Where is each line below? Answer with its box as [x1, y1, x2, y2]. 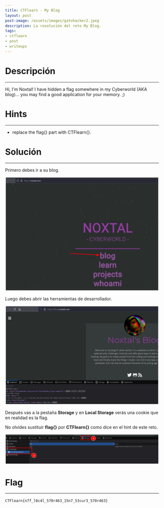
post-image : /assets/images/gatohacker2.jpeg [5, 18, 99, 23]
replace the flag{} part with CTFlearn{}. [12, 129, 91, 135]
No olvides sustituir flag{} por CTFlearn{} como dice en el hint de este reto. [5, 424, 158, 430]
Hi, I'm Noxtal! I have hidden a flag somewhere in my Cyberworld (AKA [5, 86, 147, 92]
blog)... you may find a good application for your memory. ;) [5, 91, 125, 97]
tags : [5, 28, 16, 34]
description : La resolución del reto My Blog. [5, 23, 102, 28]
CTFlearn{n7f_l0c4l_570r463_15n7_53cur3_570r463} [5, 498, 108, 504]
